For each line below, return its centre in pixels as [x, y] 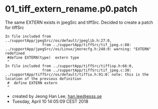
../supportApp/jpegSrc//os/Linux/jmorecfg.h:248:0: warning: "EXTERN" [78, 49]
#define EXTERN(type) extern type [43, 57]
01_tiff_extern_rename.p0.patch [71, 9]
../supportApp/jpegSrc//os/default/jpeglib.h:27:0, [58, 40]
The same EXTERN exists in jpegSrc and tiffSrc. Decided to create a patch [79, 22]
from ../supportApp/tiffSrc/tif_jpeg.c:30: [87, 70]
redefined [15, 53]
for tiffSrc [15, 27]
